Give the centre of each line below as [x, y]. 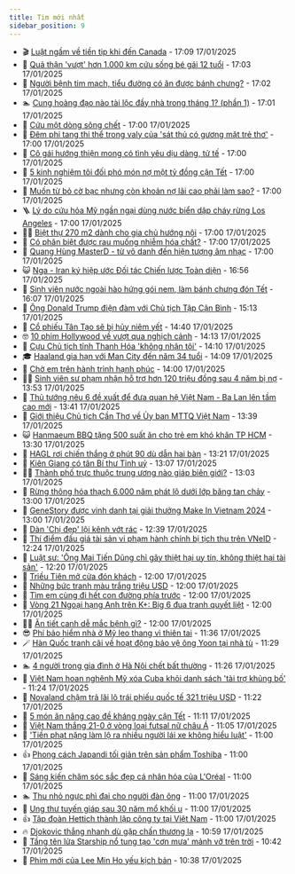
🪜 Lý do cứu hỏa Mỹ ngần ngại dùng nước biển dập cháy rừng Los [144, 210]
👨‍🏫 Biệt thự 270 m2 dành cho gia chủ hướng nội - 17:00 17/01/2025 [144, 232]
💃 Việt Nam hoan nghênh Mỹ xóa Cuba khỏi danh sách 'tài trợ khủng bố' [154, 678]
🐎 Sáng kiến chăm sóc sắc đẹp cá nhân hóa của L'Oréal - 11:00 [137, 776]
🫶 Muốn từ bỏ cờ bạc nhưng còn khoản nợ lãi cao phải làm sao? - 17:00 [151, 191]
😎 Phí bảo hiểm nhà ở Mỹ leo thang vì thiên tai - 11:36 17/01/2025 [141, 633]
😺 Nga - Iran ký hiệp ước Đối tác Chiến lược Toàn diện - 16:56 [136, 270]
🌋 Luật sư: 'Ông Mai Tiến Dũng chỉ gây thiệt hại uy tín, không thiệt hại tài [154, 557]
